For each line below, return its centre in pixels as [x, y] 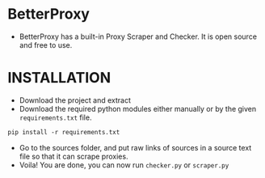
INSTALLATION [59, 78]
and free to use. [46, 44]
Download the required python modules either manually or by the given [138, 108]
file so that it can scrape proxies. [74, 156]
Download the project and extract [75, 100]
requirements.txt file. [55, 117]
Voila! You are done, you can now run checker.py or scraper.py [124, 165]
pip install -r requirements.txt [64, 132]
